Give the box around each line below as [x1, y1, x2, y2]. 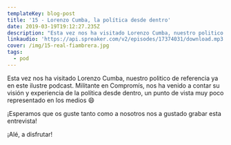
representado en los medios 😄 [7, 96, 95, 104]
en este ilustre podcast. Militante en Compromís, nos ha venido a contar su [7, 81, 220, 90]
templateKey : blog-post [7, 10, 76, 17]
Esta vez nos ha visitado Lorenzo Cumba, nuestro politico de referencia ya [7, 74, 219, 82]
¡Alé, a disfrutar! [7, 130, 53, 138]
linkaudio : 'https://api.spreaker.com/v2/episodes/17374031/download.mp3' [7, 36, 227, 43]
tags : [7, 49, 23, 56]
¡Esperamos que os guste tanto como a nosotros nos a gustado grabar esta [7, 109, 222, 117]
